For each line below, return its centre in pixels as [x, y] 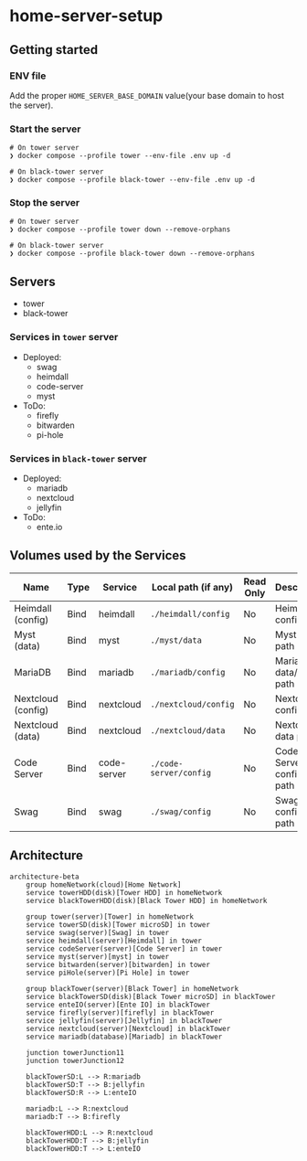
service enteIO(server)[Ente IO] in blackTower [118, 1005]
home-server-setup [86, 16]
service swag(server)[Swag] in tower [98, 932]
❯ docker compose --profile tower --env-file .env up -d [120, 156]
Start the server [45, 129]
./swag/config [181, 811]
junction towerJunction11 [75, 1052]
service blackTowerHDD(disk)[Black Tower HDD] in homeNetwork [147, 900]
